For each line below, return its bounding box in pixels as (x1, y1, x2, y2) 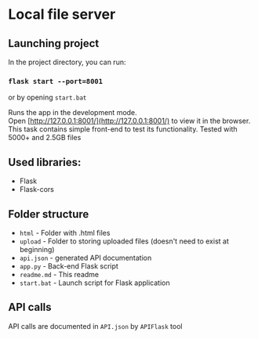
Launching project (8, 37, 100, 50)
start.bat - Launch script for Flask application (19, 278, 170, 287)
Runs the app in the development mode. (8, 108, 137, 117)
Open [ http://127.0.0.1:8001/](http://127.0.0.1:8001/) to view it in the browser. (8, 116, 251, 126)
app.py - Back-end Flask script (19, 261, 119, 271)
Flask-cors (19, 185, 55, 194)
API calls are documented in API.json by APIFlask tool (8, 321, 183, 330)
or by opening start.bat (8, 92, 87, 103)
